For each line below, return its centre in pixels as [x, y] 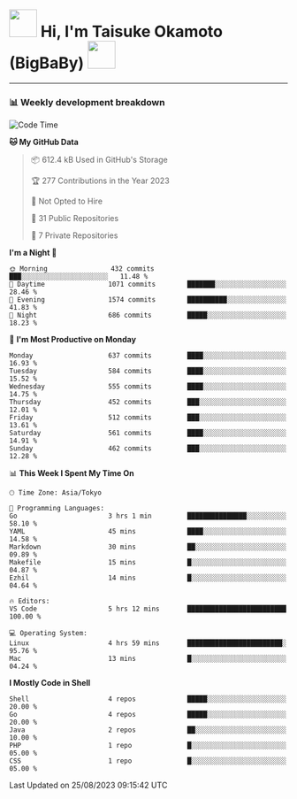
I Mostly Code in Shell [50, 683]
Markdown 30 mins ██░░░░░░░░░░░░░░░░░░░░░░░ [148, 547]
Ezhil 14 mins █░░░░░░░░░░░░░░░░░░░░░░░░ [148, 578]
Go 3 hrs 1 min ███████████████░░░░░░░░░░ [148, 516]
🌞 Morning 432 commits [82, 269]
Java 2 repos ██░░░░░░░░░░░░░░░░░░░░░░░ [148, 730]
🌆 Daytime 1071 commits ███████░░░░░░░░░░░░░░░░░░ [148, 284]
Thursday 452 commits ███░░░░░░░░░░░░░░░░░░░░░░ [148, 403]
